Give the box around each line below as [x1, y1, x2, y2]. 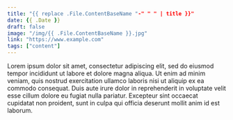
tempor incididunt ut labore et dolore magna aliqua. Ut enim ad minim [7, 69, 206, 77]
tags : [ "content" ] [7, 43, 61, 50]
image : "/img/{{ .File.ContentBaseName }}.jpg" [7, 29, 148, 37]
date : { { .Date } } [7, 17, 61, 24]
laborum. [7, 106, 33, 114]
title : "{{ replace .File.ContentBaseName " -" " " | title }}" [7, 10, 195, 17]
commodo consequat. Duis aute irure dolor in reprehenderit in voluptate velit [7, 84, 226, 92]
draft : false [7, 23, 45, 30]
